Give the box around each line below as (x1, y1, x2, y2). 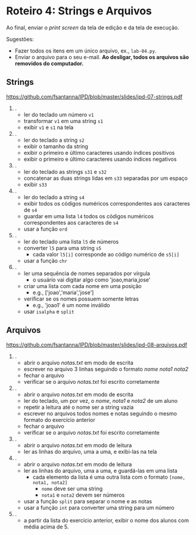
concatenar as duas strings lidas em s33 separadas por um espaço (23, 175, 188, 182)
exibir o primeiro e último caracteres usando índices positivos (23, 149, 175, 156)
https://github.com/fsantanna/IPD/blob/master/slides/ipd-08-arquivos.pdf (6, 341, 188, 348)
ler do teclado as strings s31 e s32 (23, 168, 107, 175)
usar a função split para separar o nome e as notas (23, 497, 153, 505)
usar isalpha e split (23, 308, 74, 315)
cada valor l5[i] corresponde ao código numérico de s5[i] (32, 250, 180, 258)
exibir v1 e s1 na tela (23, 124, 74, 131)
